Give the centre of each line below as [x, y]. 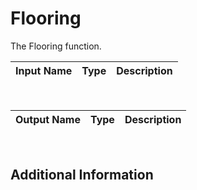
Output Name [48, 119]
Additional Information [82, 175]
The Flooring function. [56, 46]
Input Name [44, 70]
